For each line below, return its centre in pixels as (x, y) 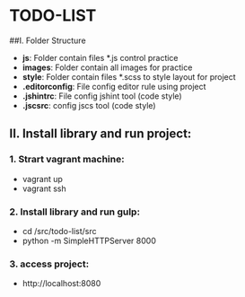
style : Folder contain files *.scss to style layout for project (129, 76)
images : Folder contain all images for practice (107, 67)
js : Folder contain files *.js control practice (100, 57)
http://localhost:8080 (61, 284)
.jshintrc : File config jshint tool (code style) (102, 96)
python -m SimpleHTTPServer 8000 (89, 240)
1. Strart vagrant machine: (67, 160)
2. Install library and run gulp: (75, 212)
